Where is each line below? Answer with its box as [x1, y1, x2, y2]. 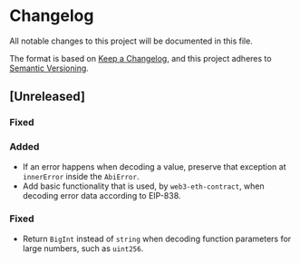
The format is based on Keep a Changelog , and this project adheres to [9, 53, 272, 63]
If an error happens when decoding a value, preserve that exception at [22, 161, 287, 172]
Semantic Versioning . [9, 63, 89, 73]
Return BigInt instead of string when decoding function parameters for [22, 233, 292, 244]
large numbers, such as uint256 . [22, 242, 144, 254]
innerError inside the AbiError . [22, 170, 140, 181]
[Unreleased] [9, 89, 86, 104]
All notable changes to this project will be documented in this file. [9, 35, 254, 46]
